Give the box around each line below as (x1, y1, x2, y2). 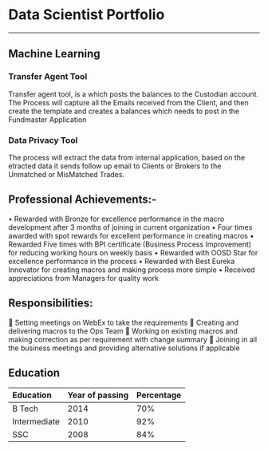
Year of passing (67, 389, 129, 401)
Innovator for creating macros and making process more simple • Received (8, 265, 255, 274)
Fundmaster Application (8, 114, 87, 124)
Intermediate (12, 416, 60, 428)
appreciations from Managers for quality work (8, 273, 160, 282)
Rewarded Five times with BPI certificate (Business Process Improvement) (8, 239, 252, 249)
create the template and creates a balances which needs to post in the (8, 106, 240, 116)
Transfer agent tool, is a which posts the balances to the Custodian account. (8, 89, 259, 99)
